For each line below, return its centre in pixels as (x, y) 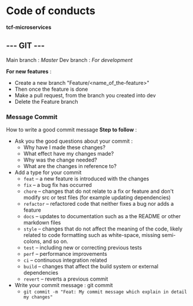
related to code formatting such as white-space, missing (92, 235)
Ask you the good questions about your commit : (74, 141)
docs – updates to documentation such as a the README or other (102, 216)
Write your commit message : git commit (64, 285)
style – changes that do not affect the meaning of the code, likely (103, 229)
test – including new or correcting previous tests (83, 248)
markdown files (42, 223)
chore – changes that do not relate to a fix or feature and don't (98, 191)
